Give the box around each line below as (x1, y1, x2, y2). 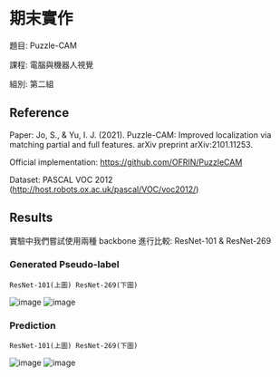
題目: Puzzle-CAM (9, 40, 77, 51)
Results (9, 210, 53, 226)
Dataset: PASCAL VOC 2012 (9, 174, 113, 185)
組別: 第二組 (9, 78, 54, 89)
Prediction (9, 319, 56, 332)
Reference (9, 105, 70, 121)
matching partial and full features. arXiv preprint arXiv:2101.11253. (9, 139, 254, 150)
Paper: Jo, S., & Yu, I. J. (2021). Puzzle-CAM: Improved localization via (9, 129, 272, 140)
